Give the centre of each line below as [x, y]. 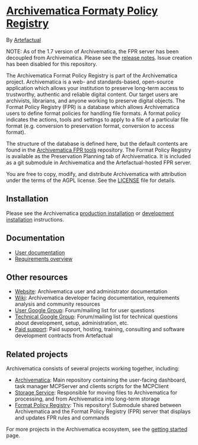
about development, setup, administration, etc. [72, 323]
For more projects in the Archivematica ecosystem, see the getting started [97, 429]
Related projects [37, 354]
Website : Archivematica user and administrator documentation [91, 292]
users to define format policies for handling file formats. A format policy [93, 113]
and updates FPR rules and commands [62, 418]
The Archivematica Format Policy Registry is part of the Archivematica [92, 75]
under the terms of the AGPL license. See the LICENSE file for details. [91, 180]
